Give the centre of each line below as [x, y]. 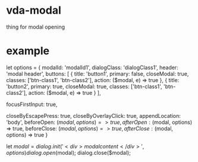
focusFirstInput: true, [32, 104]
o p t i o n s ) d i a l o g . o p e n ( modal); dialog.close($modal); [68, 152]
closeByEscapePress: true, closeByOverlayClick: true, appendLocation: [94, 116]
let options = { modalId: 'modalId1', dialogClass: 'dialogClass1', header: [92, 67]
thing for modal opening [36, 27]
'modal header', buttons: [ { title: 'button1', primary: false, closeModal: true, [98, 74]
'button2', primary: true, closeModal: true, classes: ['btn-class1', [84, 86]
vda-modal [34, 10]
